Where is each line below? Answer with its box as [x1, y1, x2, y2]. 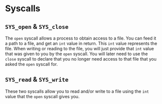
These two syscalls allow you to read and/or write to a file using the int [5, 88, 149, 94]
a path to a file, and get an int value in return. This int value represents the [5, 41, 158, 46]
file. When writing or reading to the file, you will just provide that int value [5, 46, 154, 51]
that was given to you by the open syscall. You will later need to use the [5, 51, 148, 57]
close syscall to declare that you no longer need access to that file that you [5, 56, 157, 62]
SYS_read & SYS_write [5, 75, 69, 83]
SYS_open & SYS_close [5, 22, 69, 31]
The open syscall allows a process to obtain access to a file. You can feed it [5, 35, 157, 41]
